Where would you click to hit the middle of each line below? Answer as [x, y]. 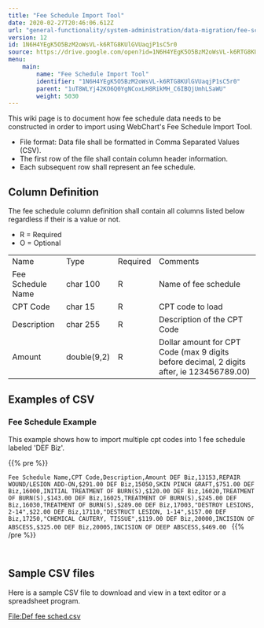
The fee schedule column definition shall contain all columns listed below [126, 211]
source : [21, 52]
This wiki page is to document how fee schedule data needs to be [115, 118]
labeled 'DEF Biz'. [37, 448]
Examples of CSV [51, 400]
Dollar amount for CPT [200, 342]
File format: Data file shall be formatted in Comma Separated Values [129, 142]
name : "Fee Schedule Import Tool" [93, 74]
